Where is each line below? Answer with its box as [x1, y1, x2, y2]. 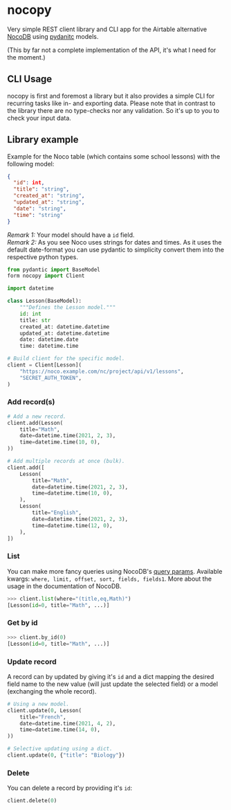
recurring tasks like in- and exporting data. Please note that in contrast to [7, 99, 216, 107]
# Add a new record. [7, 413, 67, 420]
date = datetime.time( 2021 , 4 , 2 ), [19, 720, 116, 727]
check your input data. [7, 114, 71, 122]
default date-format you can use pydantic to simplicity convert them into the [7, 245, 225, 254]
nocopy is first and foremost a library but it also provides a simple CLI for [7, 91, 215, 100]
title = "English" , [32, 509, 82, 516]
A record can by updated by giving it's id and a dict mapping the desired [7, 672, 214, 680]
